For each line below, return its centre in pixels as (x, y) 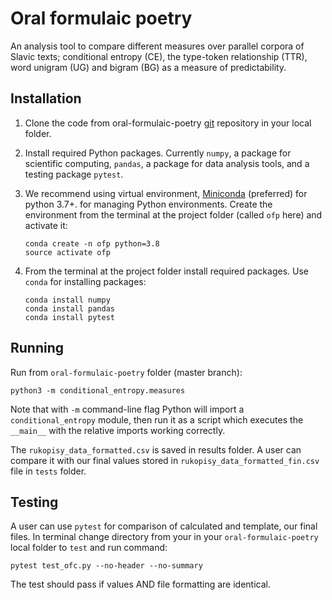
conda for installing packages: (85, 281)
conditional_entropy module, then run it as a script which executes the (157, 419)
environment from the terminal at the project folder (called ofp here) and (173, 214)
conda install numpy (67, 300)
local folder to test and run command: (89, 548)
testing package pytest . (74, 174)
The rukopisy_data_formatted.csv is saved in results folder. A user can (156, 449)
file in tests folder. (48, 471)
